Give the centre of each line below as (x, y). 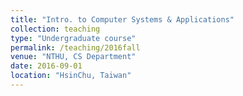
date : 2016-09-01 (46, 66)
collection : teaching (55, 29)
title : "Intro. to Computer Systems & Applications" (122, 19)
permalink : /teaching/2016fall (75, 47)
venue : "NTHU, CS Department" (73, 57)
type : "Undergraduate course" (73, 38)
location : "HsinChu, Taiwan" (71, 76)
